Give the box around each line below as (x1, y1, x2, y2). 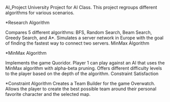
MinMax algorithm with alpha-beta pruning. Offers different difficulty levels (5, 65, 162, 71)
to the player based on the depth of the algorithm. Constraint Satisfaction (5, 71, 159, 77)
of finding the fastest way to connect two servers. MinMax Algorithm (5, 40, 150, 46)
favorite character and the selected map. (5, 91, 91, 97)
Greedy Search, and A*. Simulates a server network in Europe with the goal (5, 35, 164, 41)
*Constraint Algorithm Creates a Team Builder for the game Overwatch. (5, 81, 155, 86)
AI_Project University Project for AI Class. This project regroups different (5, 5, 157, 10)
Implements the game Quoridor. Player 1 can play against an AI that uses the (5, 60, 165, 65)
